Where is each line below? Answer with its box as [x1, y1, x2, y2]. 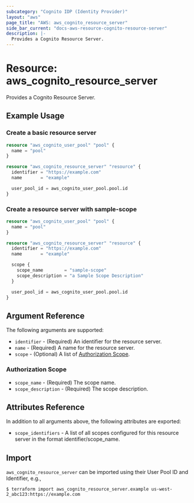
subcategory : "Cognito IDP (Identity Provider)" [6, 8, 128, 15]
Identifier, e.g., [6, 475, 41, 482]
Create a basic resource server [6, 128, 97, 137]
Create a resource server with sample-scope [6, 205, 137, 213]
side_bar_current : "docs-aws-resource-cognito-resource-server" [6, 25, 167, 31]
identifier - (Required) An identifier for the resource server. [14, 338, 162, 345]
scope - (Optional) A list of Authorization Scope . [14, 350, 130, 358]
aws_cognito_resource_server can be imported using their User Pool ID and [6, 469, 189, 476]
